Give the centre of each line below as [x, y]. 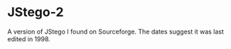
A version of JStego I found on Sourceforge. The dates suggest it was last [116, 31]
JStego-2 [36, 12]
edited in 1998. [29, 38]
